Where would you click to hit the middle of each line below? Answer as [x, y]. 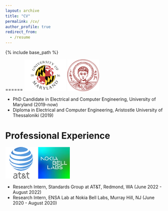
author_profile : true [28, 27]
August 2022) [27, 192]
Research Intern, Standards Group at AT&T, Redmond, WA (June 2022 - [87, 187]
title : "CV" [18, 16]
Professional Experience [58, 136]
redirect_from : [21, 32]
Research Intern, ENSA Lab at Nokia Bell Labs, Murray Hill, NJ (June [83, 197]
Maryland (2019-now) [35, 104]
